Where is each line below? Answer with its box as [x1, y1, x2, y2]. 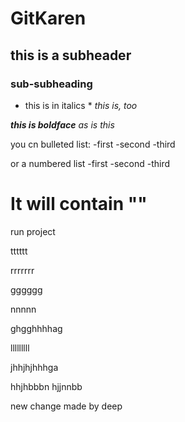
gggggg [10, 283, 43, 296]
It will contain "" [10, 193, 148, 216]
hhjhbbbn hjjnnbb [10, 380, 83, 392]
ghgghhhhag [10, 322, 63, 334]
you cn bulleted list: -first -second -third [10, 138, 176, 150]
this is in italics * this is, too [24, 99, 138, 111]
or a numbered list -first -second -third [10, 157, 171, 169]
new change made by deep [10, 400, 123, 412]
